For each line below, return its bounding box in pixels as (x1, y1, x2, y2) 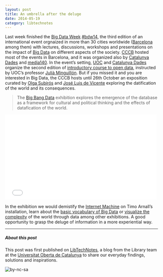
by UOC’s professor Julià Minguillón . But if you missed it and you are (5, 70, 142, 76)
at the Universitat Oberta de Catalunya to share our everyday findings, (5, 252, 146, 258)
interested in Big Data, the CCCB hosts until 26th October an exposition (5, 75, 147, 81)
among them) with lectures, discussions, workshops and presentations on (5, 44, 153, 50)
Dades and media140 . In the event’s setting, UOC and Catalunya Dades (5, 60, 147, 65)
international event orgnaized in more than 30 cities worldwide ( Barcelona (5, 39, 153, 45)
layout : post (5, 7, 32, 12)
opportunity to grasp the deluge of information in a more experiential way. (5, 219, 153, 225)
